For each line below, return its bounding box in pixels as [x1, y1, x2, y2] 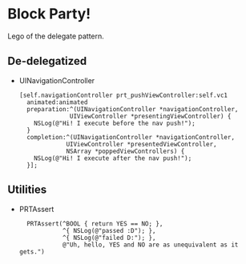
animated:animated [26, 98, 88, 106]
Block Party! [7, 5, 91, 23]
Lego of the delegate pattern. [7, 31, 105, 41]
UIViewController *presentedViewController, [66, 140, 217, 148]
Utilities [7, 183, 47, 197]
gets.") [18, 247, 45, 256]
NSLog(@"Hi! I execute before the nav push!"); [34, 119, 196, 127]
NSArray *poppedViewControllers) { [66, 147, 185, 155]
